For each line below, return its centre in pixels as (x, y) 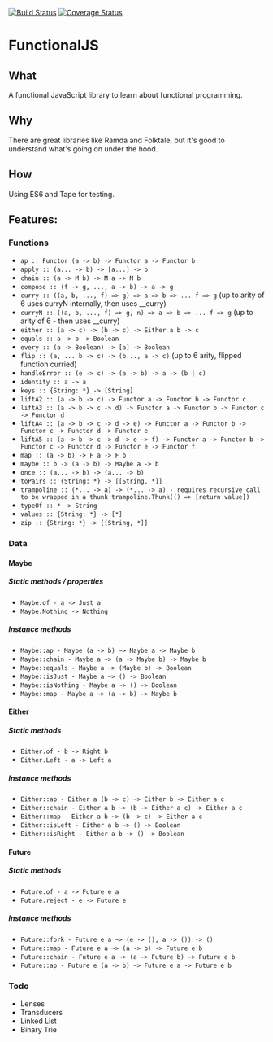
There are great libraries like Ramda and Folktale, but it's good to (117, 140)
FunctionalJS (54, 46)
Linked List (38, 1021)
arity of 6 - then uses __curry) (70, 321)
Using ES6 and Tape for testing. (62, 194)
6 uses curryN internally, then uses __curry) (93, 304)
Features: (33, 220)
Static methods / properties (56, 581)
